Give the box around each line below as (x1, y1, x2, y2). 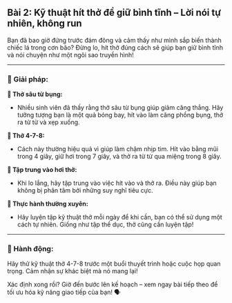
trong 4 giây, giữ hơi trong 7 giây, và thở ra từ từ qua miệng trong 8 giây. (17, 153, 222, 161)
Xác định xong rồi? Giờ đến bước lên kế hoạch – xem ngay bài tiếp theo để (7, 280, 218, 289)
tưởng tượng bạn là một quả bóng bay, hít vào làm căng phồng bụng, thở (17, 111, 224, 119)
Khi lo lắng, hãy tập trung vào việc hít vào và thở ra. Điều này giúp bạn (17, 179, 217, 187)
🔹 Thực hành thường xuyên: (7, 199, 88, 208)
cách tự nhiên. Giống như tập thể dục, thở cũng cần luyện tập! (17, 220, 194, 228)
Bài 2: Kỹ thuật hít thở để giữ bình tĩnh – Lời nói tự (7, 7, 222, 19)
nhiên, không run (7, 18, 82, 30)
